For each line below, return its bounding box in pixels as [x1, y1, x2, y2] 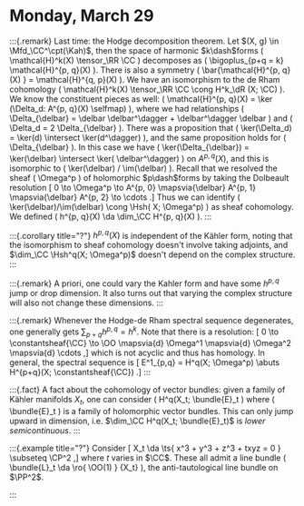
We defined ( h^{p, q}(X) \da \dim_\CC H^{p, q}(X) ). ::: [9, 211, 211, 222]
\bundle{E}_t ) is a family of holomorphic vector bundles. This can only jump [9, 406, 294, 417]
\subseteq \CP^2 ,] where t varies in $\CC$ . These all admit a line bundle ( [9, 452, 287, 463]
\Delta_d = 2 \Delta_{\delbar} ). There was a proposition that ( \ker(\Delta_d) [9, 122, 292, 133]
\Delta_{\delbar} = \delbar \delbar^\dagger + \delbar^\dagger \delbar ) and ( [9, 113, 293, 124]
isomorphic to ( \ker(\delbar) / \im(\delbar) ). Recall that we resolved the [9, 163, 279, 174]
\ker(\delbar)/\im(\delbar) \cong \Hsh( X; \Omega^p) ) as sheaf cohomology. [9, 201, 294, 212]
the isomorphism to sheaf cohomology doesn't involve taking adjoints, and [9, 240, 289, 251]
